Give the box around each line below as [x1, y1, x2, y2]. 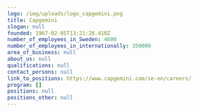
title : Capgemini [7, 17, 58, 24]
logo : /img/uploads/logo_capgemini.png [7, 10, 123, 17]
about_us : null [7, 56, 52, 63]
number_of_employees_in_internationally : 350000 [7, 42, 151, 49]
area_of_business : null [7, 49, 77, 56]
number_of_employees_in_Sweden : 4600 [7, 36, 117, 43]
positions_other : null [7, 95, 73, 102]
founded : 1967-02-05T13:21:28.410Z [7, 29, 111, 37]
